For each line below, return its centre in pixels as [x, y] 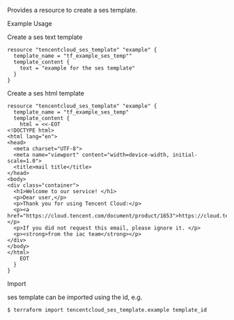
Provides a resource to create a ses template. [72, 10]
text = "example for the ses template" [78, 68]
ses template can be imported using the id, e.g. [75, 297]
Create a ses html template [46, 93]
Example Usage [30, 23]
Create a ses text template [45, 37]
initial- [185, 155]
